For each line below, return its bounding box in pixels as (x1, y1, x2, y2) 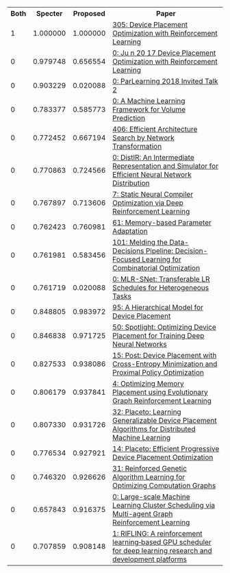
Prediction (112, 113, 146, 123)
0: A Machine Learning (112, 96, 186, 106)
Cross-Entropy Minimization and (112, 359, 218, 369)
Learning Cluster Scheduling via (112, 500, 216, 510)
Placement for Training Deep (112, 331, 205, 340)
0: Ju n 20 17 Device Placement (112, 48, 216, 58)
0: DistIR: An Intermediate (112, 153, 194, 162)
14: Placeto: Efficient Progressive (112, 444, 220, 453)
